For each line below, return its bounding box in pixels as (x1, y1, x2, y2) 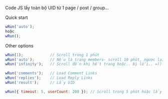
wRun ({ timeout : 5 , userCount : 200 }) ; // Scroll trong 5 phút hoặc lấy (5, 89, 162, 94)
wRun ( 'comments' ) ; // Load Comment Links (5, 71, 97, 76)
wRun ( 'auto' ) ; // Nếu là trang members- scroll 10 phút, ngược (5, 57, 155, 62)
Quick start (5, 15, 28, 20)
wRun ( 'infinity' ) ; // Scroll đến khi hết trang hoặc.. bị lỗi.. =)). (5, 62, 164, 67)
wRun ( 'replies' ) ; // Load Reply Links (5, 75, 93, 80)
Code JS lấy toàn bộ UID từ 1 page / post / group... (5, 5, 109, 11)
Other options (5, 43, 33, 49)
